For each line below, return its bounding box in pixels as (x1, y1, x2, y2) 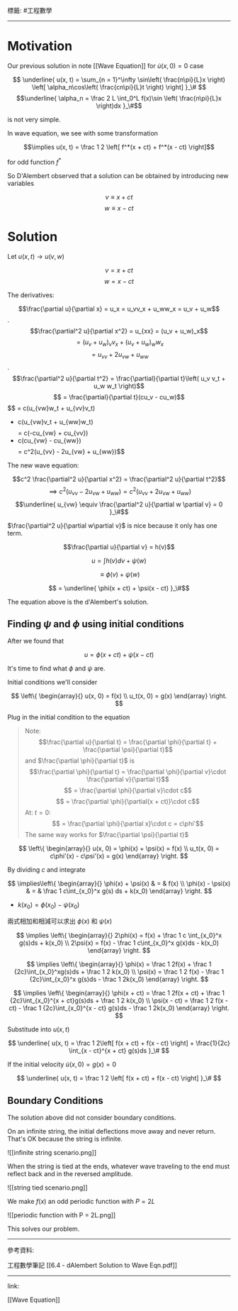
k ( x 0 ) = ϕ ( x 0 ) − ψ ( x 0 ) (17, 900, 80, 911)
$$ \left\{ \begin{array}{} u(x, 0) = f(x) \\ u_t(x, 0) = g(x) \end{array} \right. (11, 692, 227, 700)
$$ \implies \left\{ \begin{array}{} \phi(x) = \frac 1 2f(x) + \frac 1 (26, 960, 212, 968)
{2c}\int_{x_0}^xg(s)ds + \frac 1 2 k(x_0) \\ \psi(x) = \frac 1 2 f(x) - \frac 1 (13, 968, 225, 976)
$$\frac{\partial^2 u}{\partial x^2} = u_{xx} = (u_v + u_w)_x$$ (30, 326, 208, 335)
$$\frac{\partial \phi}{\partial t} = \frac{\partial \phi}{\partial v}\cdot (29, 768, 227, 776)
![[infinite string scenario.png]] (7, 1149, 97, 1156)
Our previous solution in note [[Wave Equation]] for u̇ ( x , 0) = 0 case (7, 61, 204, 70)
